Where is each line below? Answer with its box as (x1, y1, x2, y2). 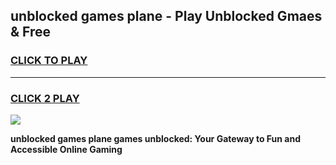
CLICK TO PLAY (10, 54, 88, 68)
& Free (10, 24, 52, 41)
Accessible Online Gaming (10, 143, 123, 155)
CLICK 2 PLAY (10, 91, 80, 105)
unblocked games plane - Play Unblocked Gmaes (10, 8, 323, 25)
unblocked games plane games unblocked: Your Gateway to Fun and (10, 132, 301, 144)
